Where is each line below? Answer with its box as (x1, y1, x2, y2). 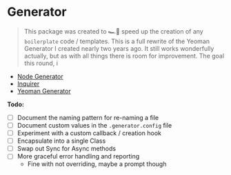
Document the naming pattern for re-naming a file (17, 113, 159, 121)
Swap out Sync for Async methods (17, 145, 116, 153)
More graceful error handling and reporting (17, 152, 140, 161)
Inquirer (17, 80, 40, 88)
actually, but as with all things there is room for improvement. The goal (23, 51, 225, 60)
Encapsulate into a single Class (17, 137, 106, 145)
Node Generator (17, 72, 63, 80)
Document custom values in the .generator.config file (17, 121, 172, 129)
